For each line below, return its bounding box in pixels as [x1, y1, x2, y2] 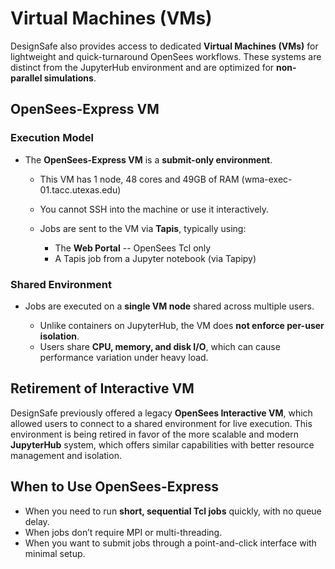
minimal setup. [24, 547, 86, 559]
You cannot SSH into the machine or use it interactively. [39, 203, 270, 215]
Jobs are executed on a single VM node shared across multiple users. [24, 300, 315, 312]
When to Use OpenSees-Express [10, 478, 219, 496]
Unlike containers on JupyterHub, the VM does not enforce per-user [39, 319, 325, 331]
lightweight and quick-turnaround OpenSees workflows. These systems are [10, 50, 322, 62]
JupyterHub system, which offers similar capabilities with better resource [10, 438, 315, 451]
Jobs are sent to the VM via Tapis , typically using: [39, 222, 247, 234]
